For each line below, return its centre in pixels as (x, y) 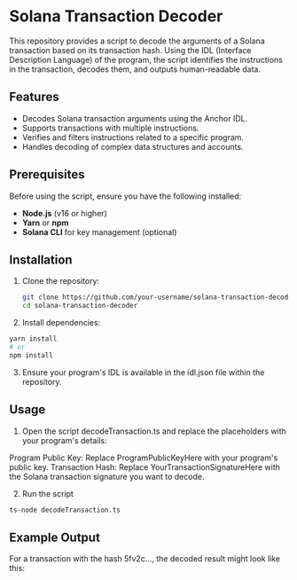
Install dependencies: (61, 323)
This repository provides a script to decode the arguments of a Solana (137, 41)
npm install (31, 355)
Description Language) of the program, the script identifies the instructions (146, 59)
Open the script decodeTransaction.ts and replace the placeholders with (154, 431)
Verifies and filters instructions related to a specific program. (133, 137)
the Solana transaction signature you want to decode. (107, 476)
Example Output (55, 537)
